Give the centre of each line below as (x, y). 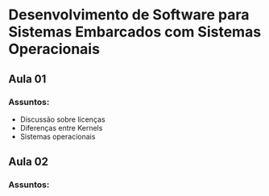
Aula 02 (28, 162)
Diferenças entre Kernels (61, 127)
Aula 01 (27, 79)
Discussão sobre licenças (63, 119)
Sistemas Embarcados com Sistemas (135, 32)
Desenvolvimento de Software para (129, 15)
